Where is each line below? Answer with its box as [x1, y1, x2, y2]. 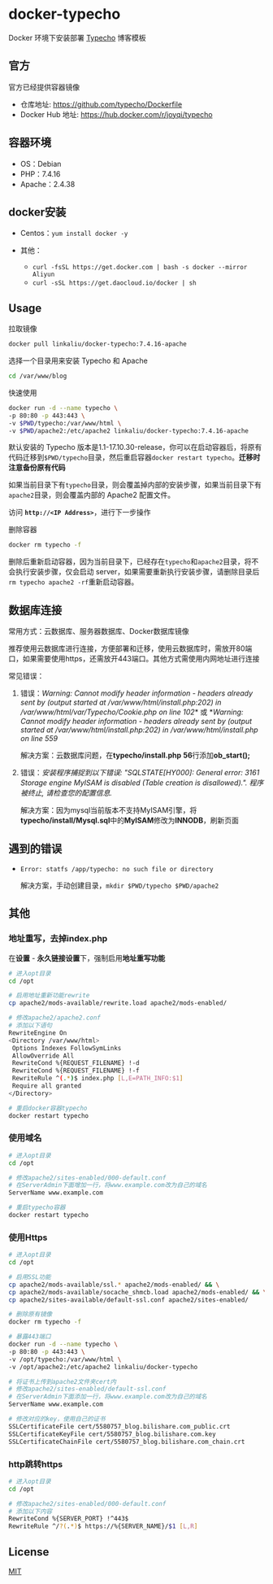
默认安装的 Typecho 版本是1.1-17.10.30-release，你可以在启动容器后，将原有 [8, 443, 262, 452]
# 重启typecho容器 [8, 1203, 66, 1212]
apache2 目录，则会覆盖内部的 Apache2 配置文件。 [8, 490, 175, 500]
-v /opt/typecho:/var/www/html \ [8, 1355, 122, 1364]
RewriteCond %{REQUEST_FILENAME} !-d [11, 1059, 140, 1067]
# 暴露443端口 [8, 1333, 51, 1341]
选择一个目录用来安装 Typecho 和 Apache [8, 356, 148, 366]
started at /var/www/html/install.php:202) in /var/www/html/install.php [19, 725, 258, 735]
